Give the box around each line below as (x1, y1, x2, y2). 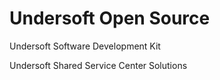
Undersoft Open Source (9, 7, 211, 30)
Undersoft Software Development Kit (9, 40, 161, 52)
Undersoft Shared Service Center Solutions (9, 59, 188, 71)
